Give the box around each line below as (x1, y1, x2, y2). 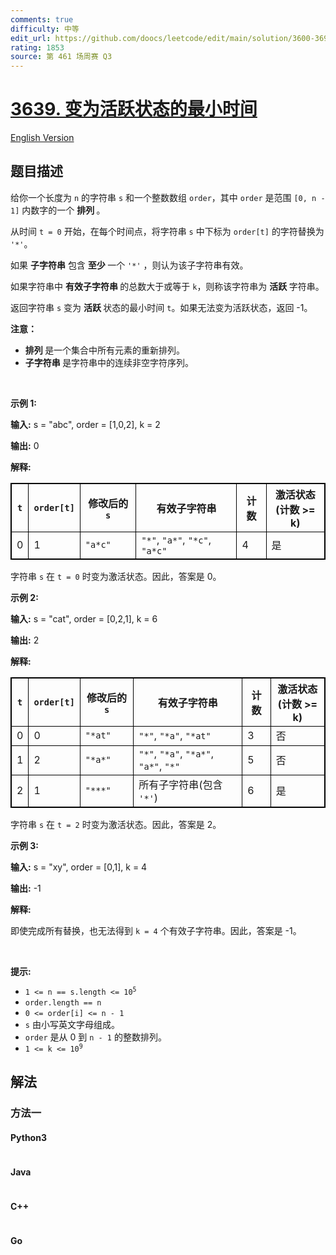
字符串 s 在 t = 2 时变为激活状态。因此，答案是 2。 (10, 818, 222, 830)
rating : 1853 (10, 42, 65, 53)
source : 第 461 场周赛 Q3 (10, 52, 113, 62)
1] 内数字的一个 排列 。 (10, 204, 106, 216)
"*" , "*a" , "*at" (138, 728, 212, 742)
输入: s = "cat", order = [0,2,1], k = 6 (10, 612, 158, 625)
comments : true (10, 14, 74, 25)
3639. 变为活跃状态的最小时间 (10, 98, 258, 121)
